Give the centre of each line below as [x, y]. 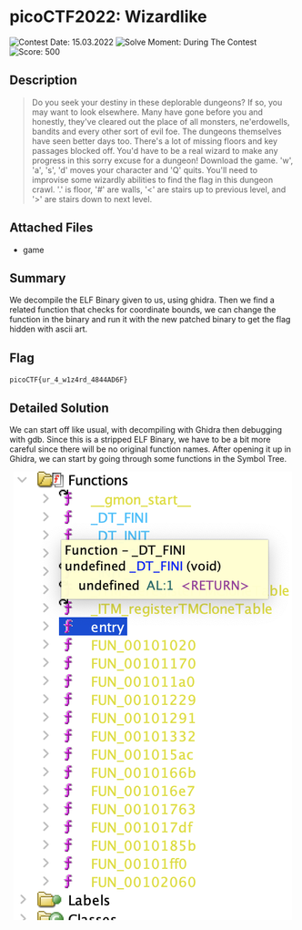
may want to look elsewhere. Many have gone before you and [147, 112]
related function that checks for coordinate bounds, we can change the [143, 310]
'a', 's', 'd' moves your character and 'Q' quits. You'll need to [144, 169]
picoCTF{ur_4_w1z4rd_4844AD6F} [69, 380]
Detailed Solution [59, 408]
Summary [38, 278]
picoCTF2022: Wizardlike [108, 17]
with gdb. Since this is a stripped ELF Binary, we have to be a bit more [140, 439]
